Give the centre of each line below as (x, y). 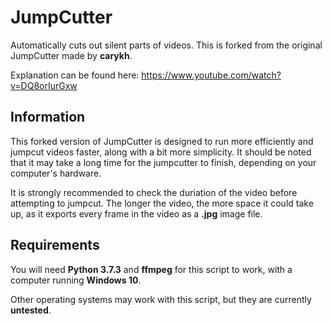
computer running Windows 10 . (76, 280)
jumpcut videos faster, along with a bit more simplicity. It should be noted (161, 152)
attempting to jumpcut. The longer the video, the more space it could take (162, 203)
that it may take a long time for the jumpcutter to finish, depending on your (163, 162)
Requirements (55, 245)
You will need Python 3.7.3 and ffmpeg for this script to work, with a (151, 269)
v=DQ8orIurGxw (44, 85)
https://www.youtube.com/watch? (211, 75)
